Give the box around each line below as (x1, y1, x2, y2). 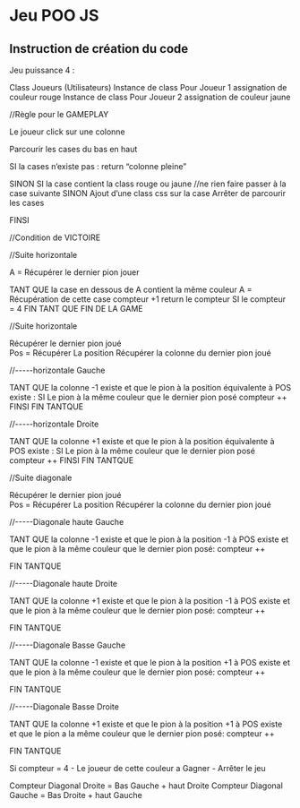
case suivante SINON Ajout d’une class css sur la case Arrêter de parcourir (9, 188, 287, 198)
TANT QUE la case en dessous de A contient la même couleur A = (9, 284, 253, 295)
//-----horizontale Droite (9, 418, 99, 429)
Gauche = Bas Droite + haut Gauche (9, 790, 143, 800)
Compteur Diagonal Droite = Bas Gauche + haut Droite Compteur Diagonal (9, 780, 284, 791)
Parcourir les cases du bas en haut (9, 144, 138, 154)
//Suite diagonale (9, 472, 73, 483)
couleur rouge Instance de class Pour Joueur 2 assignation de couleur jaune (9, 91, 291, 102)
